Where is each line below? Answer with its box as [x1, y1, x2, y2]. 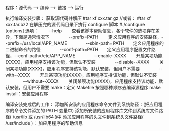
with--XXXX [5, 72, 30, 78]
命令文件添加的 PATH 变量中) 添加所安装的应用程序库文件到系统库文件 [14, 108, 159, 113]
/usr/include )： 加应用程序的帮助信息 [5, 120, 83, 126]
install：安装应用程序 [5, 91, 49, 97]
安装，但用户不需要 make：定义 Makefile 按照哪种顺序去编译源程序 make [9, 85, 161, 90]
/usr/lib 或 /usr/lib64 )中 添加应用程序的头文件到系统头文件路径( [12, 114, 144, 120]
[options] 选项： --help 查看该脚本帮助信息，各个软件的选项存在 [5, 28, 156, 34]
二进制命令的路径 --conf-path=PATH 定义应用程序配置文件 [5, 47, 152, 52]
